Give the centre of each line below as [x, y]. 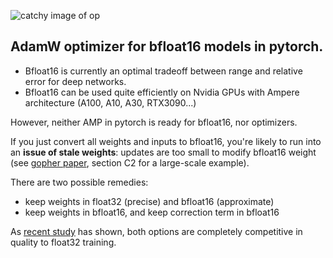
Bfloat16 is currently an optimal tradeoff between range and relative [163, 71]
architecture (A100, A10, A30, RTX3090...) [110, 102]
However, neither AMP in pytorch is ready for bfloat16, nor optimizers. [154, 122]
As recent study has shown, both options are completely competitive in [156, 231]
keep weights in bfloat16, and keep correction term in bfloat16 [152, 212]
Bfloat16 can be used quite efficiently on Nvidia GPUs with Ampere [162, 92]
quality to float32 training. [63, 242]
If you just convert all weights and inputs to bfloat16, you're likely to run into [166, 141]
